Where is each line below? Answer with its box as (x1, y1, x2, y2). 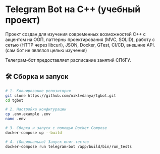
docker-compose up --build (5, 130, 62, 135)
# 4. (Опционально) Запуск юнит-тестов (5, 139, 89, 144)
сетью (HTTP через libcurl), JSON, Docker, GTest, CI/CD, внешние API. (5, 42, 155, 48)
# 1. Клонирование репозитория (5, 88, 71, 93)
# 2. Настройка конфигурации (5, 107, 67, 112)
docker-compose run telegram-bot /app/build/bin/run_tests (5, 144, 132, 149)
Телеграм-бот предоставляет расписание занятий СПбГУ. (5, 57, 132, 63)
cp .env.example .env (5, 111, 51, 117)
